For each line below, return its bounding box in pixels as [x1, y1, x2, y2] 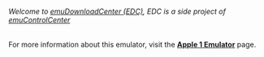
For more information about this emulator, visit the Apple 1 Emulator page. [8, 40, 257, 50]
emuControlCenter [8, 14, 71, 24]
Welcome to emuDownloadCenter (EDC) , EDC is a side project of [8, 6, 226, 16]
